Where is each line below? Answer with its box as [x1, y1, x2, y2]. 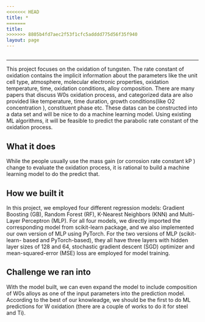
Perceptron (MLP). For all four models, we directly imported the [21, 217, 181, 225]
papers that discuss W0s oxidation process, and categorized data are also [6, 91, 193, 99]
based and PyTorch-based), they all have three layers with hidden [23, 237, 189, 244]
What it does [6, 141, 56, 152]
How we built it [6, 188, 64, 198]
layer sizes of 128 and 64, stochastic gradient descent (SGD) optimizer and [6, 243, 195, 250]
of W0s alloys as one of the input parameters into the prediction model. [6, 290, 185, 297]
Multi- [179, 211, 195, 218]
